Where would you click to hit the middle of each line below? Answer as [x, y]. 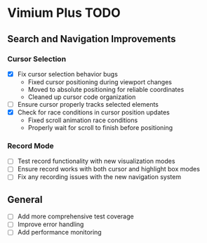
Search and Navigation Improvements [92, 39]
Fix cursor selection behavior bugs [67, 74]
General [25, 199]
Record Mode [31, 145]
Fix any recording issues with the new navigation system [99, 177]
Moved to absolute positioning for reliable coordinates [106, 89]
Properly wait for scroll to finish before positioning [100, 128]
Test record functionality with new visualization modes [96, 161]
